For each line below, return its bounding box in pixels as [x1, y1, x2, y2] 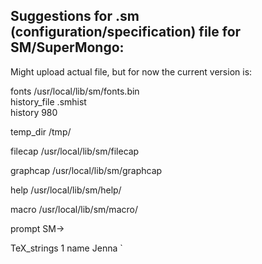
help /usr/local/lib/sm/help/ [10, 184, 122, 196]
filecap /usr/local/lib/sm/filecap [10, 145, 140, 157]
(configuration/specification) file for [10, 24, 242, 41]
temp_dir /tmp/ [10, 125, 72, 138]
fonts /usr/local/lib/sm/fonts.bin [10, 85, 140, 97]
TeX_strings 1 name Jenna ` [10, 242, 123, 254]
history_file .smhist [10, 95, 87, 108]
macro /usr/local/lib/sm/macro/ [10, 203, 138, 215]
